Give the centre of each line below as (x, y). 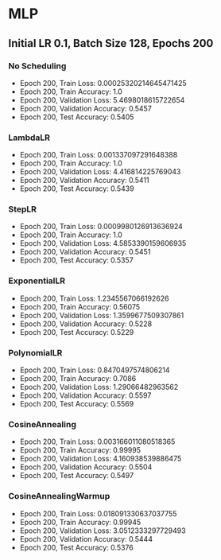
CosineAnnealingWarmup (59, 496)
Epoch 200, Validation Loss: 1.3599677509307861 (102, 315)
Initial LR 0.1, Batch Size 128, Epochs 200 (111, 43)
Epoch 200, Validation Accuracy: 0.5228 (86, 324)
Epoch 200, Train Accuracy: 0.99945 (80, 522)
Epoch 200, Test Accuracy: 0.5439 (77, 189)
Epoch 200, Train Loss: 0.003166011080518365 (97, 441)
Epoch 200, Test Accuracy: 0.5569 (77, 404)
